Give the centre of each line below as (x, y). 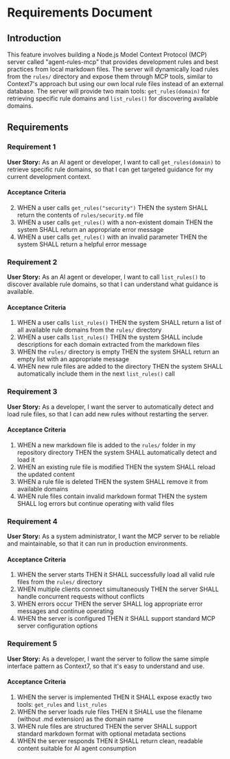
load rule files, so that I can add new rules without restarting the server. (108, 414)
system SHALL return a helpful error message (82, 244)
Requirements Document (80, 13)
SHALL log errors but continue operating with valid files (95, 503)
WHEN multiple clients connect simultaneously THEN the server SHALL (118, 589)
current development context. (49, 176)
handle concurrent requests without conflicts (81, 597)
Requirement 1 (32, 147)
